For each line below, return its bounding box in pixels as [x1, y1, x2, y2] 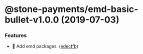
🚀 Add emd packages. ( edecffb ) [12, 43, 79, 49]
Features [5, 32, 27, 39]
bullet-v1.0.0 [5, 14, 59, 25]
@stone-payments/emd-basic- [5, 3, 138, 15]
